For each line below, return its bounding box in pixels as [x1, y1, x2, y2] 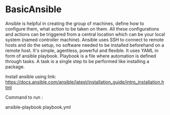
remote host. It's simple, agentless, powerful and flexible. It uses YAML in [5, 47, 159, 53]
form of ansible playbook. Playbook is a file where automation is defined [5, 52, 156, 59]
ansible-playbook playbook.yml [5, 104, 71, 110]
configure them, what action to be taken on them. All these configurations [5, 25, 159, 32]
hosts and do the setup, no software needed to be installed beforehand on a [5, 42, 164, 48]
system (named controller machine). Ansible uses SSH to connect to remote [5, 37, 164, 43]
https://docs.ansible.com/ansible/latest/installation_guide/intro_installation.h [5, 79, 164, 85]
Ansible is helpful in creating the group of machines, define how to [5, 20, 145, 26]
